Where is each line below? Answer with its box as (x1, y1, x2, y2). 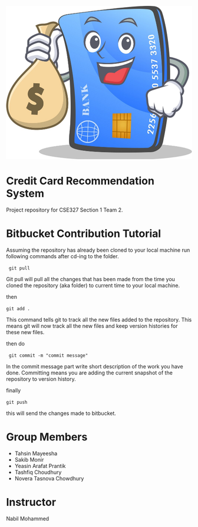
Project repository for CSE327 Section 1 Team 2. (6, 206, 123, 213)
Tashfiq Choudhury (14, 469, 62, 476)
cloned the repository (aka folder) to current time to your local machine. (6, 282, 180, 289)
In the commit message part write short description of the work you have (6, 363, 184, 370)
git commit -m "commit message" (8, 353, 88, 358)
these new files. (6, 328, 45, 335)
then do (6, 340, 25, 347)
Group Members (6, 430, 88, 443)
